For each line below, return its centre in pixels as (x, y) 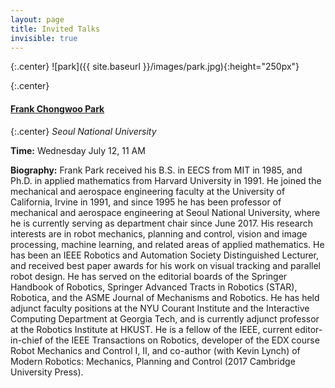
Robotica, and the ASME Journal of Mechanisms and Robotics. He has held (165, 297)
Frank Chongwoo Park (57, 108)
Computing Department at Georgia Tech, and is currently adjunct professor (165, 318)
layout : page (37, 19)
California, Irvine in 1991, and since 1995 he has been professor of (146, 202)
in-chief (26, 340)
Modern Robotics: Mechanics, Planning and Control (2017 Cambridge (153, 361)
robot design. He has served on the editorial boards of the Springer (149, 276)
